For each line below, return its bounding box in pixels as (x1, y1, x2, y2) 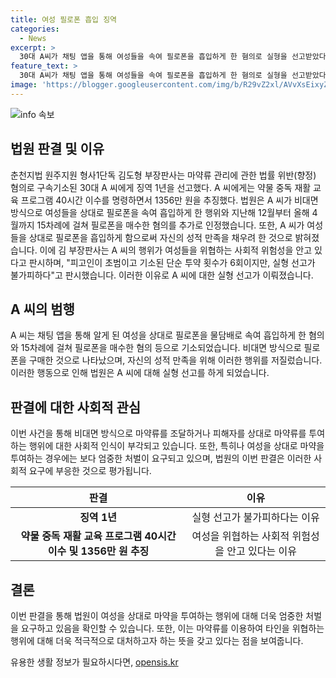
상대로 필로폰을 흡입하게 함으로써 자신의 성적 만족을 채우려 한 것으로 (28, 231, 293, 243)
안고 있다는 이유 (226, 544, 297, 558)
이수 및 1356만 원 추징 (47, 544, 150, 558)
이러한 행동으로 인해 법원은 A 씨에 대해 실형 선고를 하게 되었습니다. (10, 367, 270, 379)
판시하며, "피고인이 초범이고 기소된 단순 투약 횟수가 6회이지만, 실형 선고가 (28, 256, 316, 268)
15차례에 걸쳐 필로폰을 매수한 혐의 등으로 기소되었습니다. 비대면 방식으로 (20, 342, 302, 354)
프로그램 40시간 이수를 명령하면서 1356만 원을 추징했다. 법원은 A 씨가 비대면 (20, 194, 319, 206)
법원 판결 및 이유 (10, 141, 105, 158)
